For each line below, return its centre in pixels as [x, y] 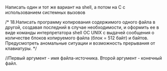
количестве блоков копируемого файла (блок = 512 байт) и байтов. [77, 38]
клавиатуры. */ [21, 48]
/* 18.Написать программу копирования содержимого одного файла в [80, 22]
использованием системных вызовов [45, 12]
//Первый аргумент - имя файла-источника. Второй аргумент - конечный [83, 58]
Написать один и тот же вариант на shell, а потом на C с [65, 7]
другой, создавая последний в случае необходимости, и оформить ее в [82, 27]
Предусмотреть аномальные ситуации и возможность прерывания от [80, 43]
